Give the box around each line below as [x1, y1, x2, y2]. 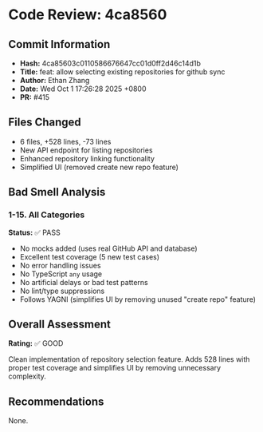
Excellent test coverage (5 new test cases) [19, 252, 160, 261]
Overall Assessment [8, 317, 112, 331]
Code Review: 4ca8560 [8, 6, 167, 24]
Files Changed [8, 116, 81, 129]
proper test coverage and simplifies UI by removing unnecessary [8, 363, 222, 373]
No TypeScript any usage [19, 269, 103, 279]
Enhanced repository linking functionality [19, 153, 155, 163]
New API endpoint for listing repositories [19, 145, 153, 155]
